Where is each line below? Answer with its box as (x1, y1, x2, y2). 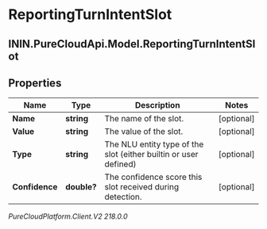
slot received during (104, 181, 180, 193)
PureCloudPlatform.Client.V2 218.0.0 (8, 212, 129, 221)
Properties (8, 76, 62, 90)
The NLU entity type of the (104, 139, 204, 150)
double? (64, 181, 97, 193)
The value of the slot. (104, 126, 184, 137)
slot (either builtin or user (104, 149, 199, 160)
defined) (104, 158, 137, 170)
